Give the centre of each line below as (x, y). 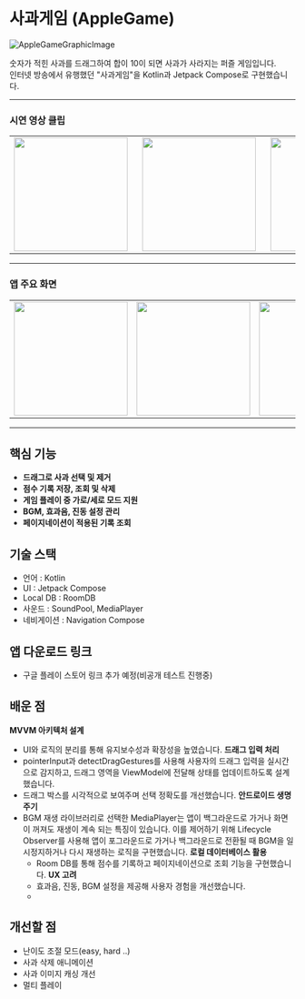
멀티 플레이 (42, 984)
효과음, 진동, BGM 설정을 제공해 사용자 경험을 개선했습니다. (141, 886)
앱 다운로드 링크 (51, 651)
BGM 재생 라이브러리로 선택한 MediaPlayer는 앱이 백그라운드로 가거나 (147, 817)
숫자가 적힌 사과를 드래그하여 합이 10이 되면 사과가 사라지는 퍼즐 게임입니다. (143, 63)
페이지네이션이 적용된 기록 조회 (77, 523)
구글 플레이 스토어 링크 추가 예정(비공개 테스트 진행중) (118, 675)
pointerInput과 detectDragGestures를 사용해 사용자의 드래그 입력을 (144, 761)
